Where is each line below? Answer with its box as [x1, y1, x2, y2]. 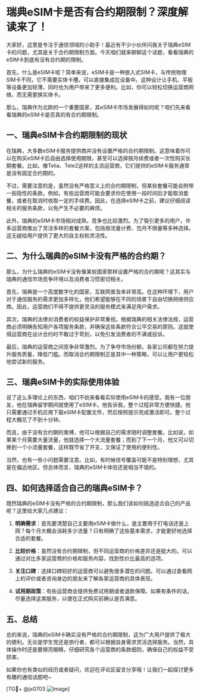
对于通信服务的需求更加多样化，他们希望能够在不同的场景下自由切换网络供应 [6, 295, 194, 302]
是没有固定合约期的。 [6, 169, 58, 176]
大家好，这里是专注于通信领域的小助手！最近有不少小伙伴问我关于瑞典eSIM [6, 41, 191, 48]
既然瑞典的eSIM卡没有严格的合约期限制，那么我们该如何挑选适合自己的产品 [6, 500, 191, 507]
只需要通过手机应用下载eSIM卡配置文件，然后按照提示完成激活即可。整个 [6, 409, 186, 416]
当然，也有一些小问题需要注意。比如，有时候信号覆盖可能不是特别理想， [6, 456, 183, 464]
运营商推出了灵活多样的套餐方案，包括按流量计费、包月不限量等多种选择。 [11, 224, 194, 231]
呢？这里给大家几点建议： [6, 507, 69, 515]
